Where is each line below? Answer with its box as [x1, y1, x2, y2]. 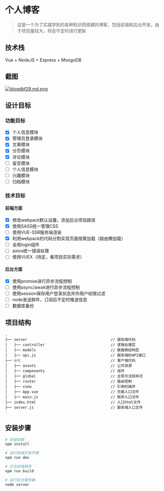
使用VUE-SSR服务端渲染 [12, 230, 62, 235]
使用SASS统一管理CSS [12, 223, 58, 229]
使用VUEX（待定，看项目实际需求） [12, 254, 84, 260]
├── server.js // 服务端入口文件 [5, 405, 143, 410]
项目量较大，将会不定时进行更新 [21, 28, 86, 33]
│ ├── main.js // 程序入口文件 [5, 394, 139, 400]
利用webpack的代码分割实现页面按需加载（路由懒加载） [12, 235, 126, 241]
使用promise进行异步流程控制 [12, 278, 72, 284]
